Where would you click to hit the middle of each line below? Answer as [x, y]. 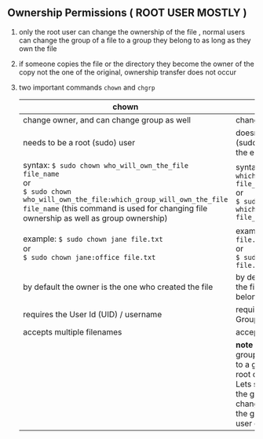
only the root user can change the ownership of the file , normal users [131, 31]
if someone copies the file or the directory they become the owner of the [136, 64]
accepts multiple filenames [72, 331]
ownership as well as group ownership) [95, 218]
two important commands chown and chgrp [87, 87]
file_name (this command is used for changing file [115, 208]
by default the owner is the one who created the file [118, 287]
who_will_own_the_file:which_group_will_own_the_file [125, 199]
